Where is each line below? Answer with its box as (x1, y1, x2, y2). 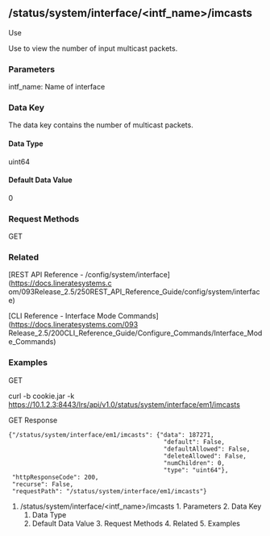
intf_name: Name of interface (8, 82, 106, 92)
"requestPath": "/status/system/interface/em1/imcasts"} (11, 487, 207, 495)
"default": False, (163, 438, 226, 446)
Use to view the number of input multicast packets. (8, 44, 178, 53)
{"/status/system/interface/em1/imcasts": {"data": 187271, (8, 430, 215, 438)
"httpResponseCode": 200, (11, 473, 99, 481)
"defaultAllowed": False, (163, 445, 251, 453)
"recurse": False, (11, 480, 74, 488)
